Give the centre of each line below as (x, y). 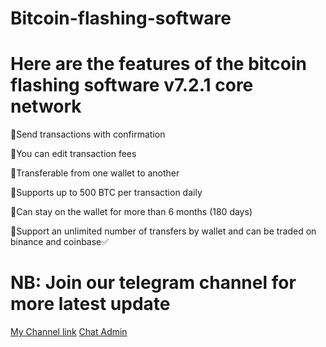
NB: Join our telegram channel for (153, 283)
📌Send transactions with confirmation (88, 134)
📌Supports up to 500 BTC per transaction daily (106, 193)
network (46, 106)
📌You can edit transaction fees (73, 154)
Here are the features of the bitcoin (159, 64)
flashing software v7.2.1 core (132, 85)
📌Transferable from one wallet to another (95, 173)
